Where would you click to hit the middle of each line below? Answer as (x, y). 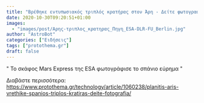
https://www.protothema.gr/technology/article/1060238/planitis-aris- (93, 87)
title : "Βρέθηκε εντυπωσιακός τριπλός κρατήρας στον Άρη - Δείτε (90, 12)
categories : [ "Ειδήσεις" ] (39, 40)
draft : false (23, 51)
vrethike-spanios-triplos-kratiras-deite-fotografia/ (69, 93)
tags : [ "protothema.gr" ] (38, 46)
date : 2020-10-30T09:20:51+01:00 (49, 18)
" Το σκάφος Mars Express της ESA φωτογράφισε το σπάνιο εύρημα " (95, 68)
